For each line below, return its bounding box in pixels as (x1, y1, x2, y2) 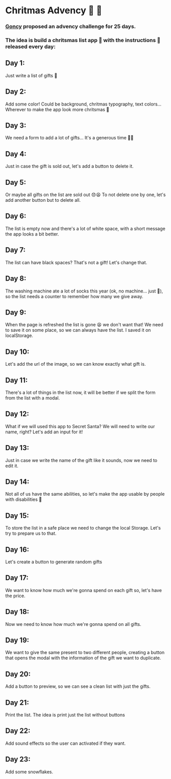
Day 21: (5, 698, 29, 707)
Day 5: (5, 178, 27, 186)
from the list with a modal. (5, 394, 60, 401)
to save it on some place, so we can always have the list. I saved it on (5, 327, 151, 333)
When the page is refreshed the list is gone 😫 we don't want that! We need (5, 322, 163, 328)
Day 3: (5, 121, 27, 130)
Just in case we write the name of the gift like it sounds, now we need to (5, 457, 157, 463)
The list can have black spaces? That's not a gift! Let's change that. (5, 259, 148, 265)
